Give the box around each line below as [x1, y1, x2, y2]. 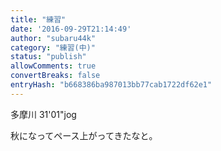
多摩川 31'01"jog [10, 108, 77, 120]
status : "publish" [10, 52, 87, 62]
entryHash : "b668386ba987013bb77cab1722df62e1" [10, 80, 213, 90]
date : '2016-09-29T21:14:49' [10, 24, 132, 34]
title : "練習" [10, 14, 67, 25]
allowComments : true [10, 61, 97, 71]
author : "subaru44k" [10, 33, 97, 43]
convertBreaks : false [10, 71, 101, 81]
